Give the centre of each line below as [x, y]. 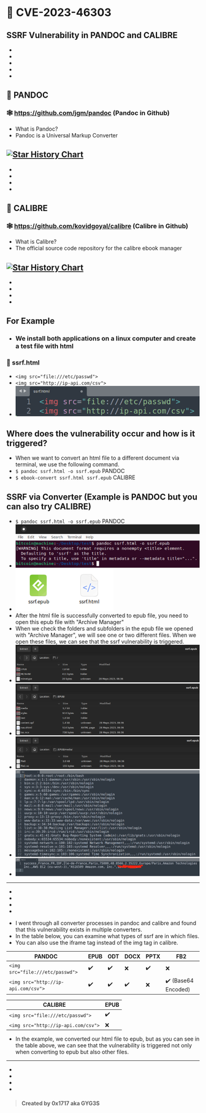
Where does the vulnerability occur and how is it [101, 433]
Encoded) [178, 990]
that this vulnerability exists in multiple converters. [78, 930]
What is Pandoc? [36, 129]
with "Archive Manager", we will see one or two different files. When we [105, 635]
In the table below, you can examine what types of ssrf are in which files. [107, 936]
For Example [31, 321]
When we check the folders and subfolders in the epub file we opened [104, 629]
